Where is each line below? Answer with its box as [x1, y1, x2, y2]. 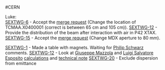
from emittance [5, 61, 37, 66]
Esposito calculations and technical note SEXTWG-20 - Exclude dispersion [5, 55, 158, 61]
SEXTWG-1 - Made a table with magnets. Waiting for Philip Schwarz [5, 45, 144, 50]
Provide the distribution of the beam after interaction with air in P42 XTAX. [5, 30, 157, 35]
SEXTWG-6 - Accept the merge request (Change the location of [5, 19, 136, 25]
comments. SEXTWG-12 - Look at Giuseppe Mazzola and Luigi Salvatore [5, 50, 154, 56]
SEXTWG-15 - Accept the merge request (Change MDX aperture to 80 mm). [5, 35, 161, 41]
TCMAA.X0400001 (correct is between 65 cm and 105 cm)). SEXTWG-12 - [5, 24, 158, 30]
